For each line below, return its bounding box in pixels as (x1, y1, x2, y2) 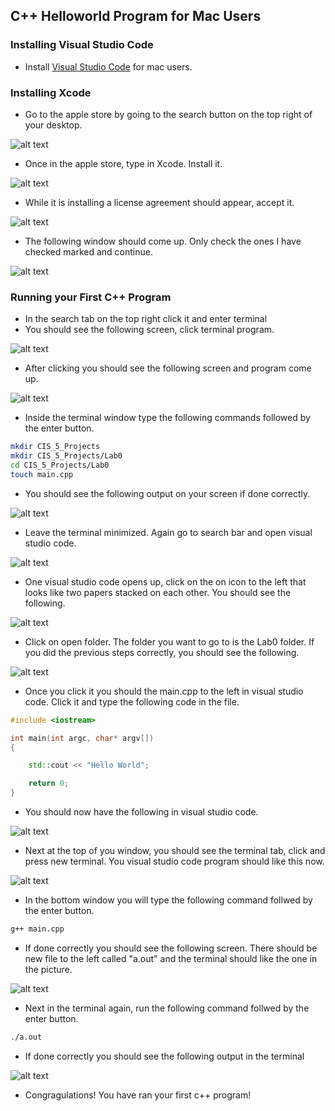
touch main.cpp (10, 469, 74, 479)
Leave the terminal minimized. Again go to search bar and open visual (24, 526, 313, 538)
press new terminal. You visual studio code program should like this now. (24, 855, 325, 868)
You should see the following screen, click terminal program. (24, 324, 275, 336)
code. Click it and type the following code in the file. (24, 695, 240, 708)
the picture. (24, 963, 73, 975)
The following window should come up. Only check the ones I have (24, 235, 302, 247)
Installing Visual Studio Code (10, 38, 154, 52)
